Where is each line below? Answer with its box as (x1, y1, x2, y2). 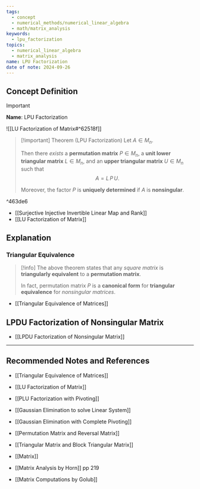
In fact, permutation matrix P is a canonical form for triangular (20, 282, 175, 289)
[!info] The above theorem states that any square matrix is (20, 264, 164, 271)
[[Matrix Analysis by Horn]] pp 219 (14, 464, 99, 471)
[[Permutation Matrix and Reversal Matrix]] (14, 429, 120, 437)
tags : (6, 8, 20, 15)
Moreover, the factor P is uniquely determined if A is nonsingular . (20, 186, 185, 193)
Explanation (6, 233, 52, 243)
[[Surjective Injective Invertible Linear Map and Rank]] (14, 209, 147, 216)
